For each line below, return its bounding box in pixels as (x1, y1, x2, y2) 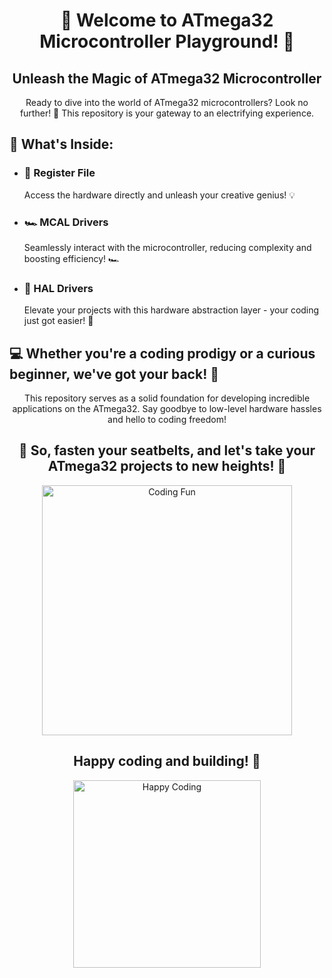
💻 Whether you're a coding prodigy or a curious (9, 345, 316, 362)
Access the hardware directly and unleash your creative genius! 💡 (23, 189, 296, 201)
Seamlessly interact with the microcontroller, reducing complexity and (23, 241, 312, 253)
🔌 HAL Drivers (23, 281, 94, 295)
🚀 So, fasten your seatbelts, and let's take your (18, 442, 316, 459)
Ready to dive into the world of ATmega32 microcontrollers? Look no (25, 97, 309, 108)
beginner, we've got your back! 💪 (9, 365, 219, 383)
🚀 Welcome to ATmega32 (60, 9, 274, 32)
